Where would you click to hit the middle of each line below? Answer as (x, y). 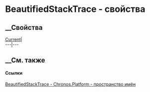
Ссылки (14, 73)
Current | (14, 39)
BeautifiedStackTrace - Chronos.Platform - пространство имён (70, 84)
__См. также (25, 60)
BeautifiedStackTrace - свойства (75, 9)
